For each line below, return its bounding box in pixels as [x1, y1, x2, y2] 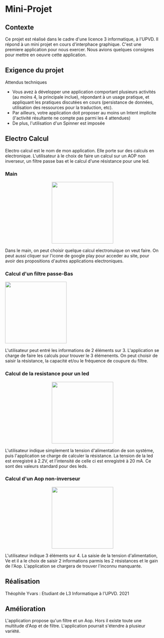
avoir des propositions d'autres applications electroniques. [5, 258, 124, 264]
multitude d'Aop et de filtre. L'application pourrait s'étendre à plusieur [5, 623, 146, 629]
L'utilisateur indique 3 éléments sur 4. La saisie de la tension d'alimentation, [5, 552, 158, 558]
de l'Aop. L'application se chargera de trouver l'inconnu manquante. [5, 563, 142, 569]
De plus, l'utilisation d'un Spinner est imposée [12, 120, 105, 126]
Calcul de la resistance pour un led [5, 370, 89, 377]
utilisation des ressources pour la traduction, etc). [12, 105, 113, 110]
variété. [5, 628, 21, 634]
